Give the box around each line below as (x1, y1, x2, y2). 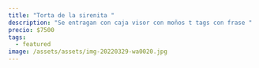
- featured (15, 41, 51, 48)
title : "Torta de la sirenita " (8, 11, 114, 20)
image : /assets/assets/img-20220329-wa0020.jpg (8, 48, 168, 55)
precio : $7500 (8, 26, 55, 34)
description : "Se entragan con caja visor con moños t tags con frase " (8, 19, 253, 27)
